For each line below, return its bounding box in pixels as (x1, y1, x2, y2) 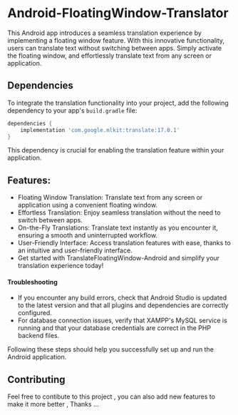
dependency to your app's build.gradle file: (7, 106, 138, 115)
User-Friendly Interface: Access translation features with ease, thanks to (17, 239, 232, 247)
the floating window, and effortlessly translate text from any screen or (7, 51, 212, 60)
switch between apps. (17, 216, 83, 225)
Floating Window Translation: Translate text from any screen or (17, 193, 203, 202)
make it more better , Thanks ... (7, 400, 99, 409)
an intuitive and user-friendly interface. (17, 246, 133, 255)
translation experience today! (17, 262, 104, 270)
